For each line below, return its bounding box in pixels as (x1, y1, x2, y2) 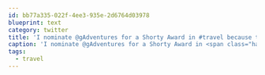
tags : (8, 48, 26, 55)
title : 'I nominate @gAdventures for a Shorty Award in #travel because (8, 33, 252, 41)
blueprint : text (8, 19, 62, 27)
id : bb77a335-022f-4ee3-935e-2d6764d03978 (8, 11, 150, 20)
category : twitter (8, 26, 69, 34)
